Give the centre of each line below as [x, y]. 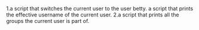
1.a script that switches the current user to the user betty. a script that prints [100, 9]
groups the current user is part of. [48, 21]
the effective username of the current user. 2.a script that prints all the [93, 15]
